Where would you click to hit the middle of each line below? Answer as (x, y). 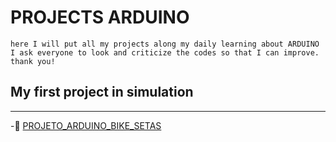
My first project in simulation (102, 92)
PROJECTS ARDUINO (100, 17)
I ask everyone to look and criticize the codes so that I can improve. (165, 52)
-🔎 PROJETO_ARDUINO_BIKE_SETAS (86, 125)
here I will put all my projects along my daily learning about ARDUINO (165, 44)
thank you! (33, 61)
